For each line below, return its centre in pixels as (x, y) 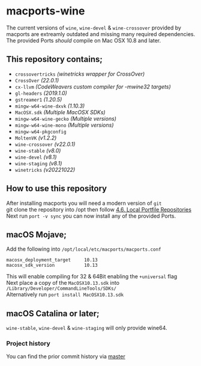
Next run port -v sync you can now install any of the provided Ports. (91, 216)
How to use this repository (57, 188)
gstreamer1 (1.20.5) (38, 99)
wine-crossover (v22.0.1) (45, 144)
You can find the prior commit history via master (66, 356)
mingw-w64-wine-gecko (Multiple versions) (66, 118)
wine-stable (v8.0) (38, 150)
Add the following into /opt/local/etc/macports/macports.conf (84, 249)
